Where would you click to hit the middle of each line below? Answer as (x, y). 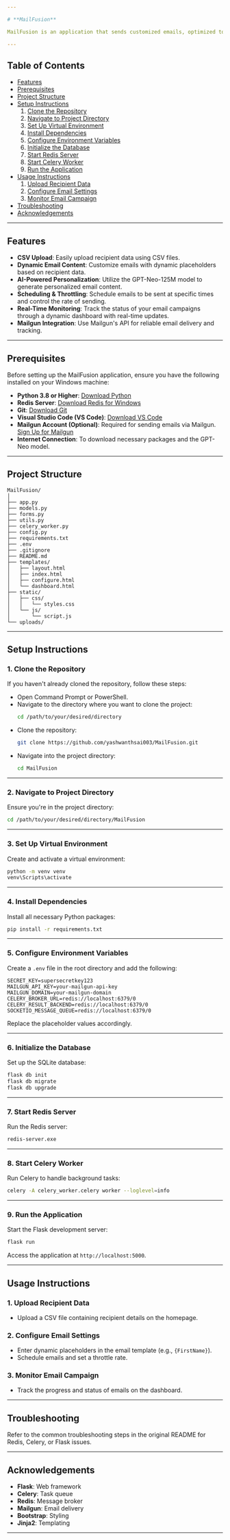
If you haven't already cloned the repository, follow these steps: (97, 684)
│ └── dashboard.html (41, 586)
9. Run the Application (45, 1214)
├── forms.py (26, 514)
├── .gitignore (29, 550)
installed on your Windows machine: (58, 382)
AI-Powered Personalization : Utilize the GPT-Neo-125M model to (110, 280)
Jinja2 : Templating (43, 1523)
